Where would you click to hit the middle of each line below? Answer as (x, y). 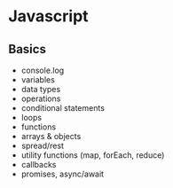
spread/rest (42, 145)
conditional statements (63, 108)
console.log (43, 70)
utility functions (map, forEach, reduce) (93, 155)
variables (38, 80)
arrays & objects (51, 136)
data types (41, 89)
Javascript (49, 16)
